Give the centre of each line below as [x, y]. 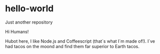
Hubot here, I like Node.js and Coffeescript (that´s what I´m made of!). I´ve [80, 41]
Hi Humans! [17, 31]
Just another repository [29, 22]
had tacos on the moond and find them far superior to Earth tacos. [72, 46]
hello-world [30, 9]
